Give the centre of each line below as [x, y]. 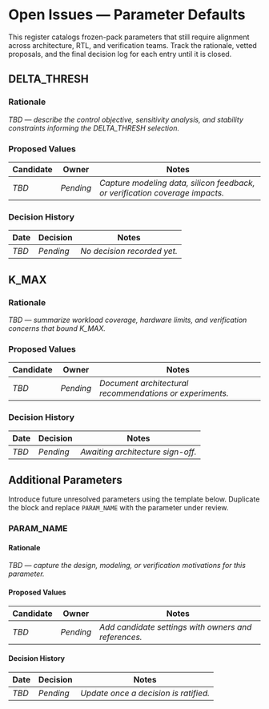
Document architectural [144, 384]
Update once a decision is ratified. [145, 693]
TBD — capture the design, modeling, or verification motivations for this [127, 566]
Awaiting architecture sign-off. [138, 452]
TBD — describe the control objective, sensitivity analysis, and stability [126, 119]
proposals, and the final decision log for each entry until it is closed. [120, 54]
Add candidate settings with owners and [175, 626]
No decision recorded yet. [128, 252]
